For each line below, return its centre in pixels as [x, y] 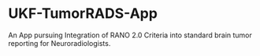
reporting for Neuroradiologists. [59, 43]
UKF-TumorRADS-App [83, 14]
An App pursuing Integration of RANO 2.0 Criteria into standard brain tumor [130, 35]
